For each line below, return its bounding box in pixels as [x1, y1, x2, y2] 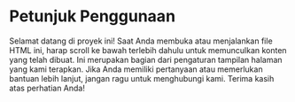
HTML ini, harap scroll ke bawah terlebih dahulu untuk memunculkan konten [9, 44, 287, 55]
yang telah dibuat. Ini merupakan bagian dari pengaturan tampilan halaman [9, 54, 283, 65]
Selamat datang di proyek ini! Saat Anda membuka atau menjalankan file [9, 35, 273, 46]
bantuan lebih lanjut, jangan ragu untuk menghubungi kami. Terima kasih [9, 73, 275, 83]
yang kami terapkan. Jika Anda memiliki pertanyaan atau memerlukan [9, 64, 263, 75]
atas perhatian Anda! [9, 82, 86, 93]
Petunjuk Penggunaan [9, 6, 175, 27]
